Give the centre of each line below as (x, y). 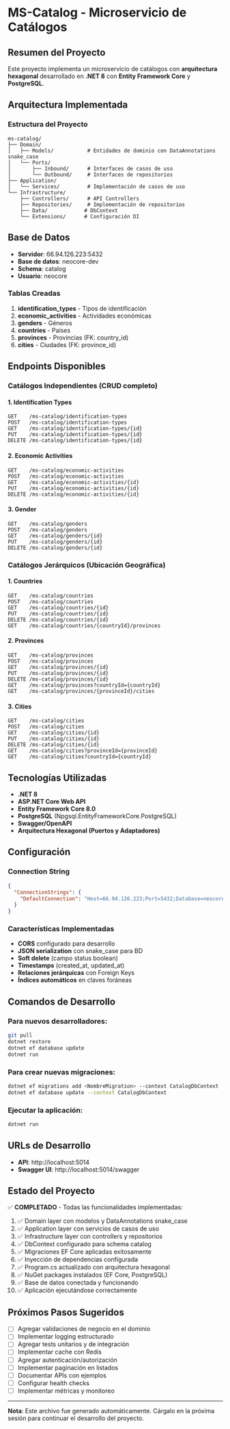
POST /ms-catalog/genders (48, 530)
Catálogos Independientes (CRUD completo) (83, 386)
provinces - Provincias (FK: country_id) (73, 338)
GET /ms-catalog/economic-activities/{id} (73, 482)
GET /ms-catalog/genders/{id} (55, 535)
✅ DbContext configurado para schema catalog (85, 1244)
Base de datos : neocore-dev (58, 261)
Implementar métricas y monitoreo (66, 1391)
